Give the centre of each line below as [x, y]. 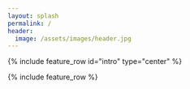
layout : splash [33, 16]
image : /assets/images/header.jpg [73, 38]
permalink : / [30, 23]
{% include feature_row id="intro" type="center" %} [95, 61]
